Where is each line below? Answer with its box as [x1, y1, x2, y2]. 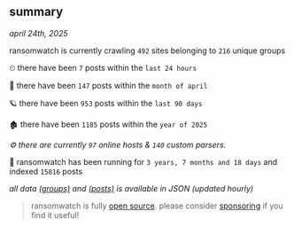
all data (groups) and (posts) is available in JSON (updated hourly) [9, 183, 254, 193]
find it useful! [30, 209, 80, 220]
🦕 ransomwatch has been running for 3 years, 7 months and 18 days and [9, 156, 278, 167]
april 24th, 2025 [9, 27, 68, 38]
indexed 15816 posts [9, 166, 83, 176]
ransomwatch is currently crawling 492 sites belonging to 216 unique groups [9, 45, 286, 56]
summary [9, 4, 64, 20]
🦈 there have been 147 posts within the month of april [9, 80, 208, 90]
